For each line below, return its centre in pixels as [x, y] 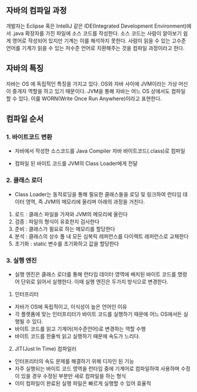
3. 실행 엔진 [21, 260]
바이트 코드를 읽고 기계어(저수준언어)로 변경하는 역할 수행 [80, 328]
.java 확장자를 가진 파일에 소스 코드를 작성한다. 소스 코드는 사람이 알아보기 [97, 33]
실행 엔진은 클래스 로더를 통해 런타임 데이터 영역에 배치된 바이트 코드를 [95, 274]
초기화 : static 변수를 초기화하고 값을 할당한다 [67, 243]
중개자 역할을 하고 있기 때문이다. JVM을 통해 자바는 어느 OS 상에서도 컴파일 [99, 91]
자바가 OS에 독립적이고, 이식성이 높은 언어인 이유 [71, 307]
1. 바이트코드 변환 [29, 137]
